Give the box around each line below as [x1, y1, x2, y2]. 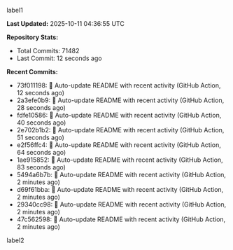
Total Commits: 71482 [16, 47, 80, 55]
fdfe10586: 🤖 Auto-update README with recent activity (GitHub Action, [16, 111, 222, 119]
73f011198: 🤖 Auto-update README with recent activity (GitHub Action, [16, 81, 221, 90]
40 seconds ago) [16, 118, 66, 127]
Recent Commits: [6, 68, 58, 76]
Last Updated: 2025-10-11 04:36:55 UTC [6, 20, 125, 27]
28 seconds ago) [16, 104, 66, 111]
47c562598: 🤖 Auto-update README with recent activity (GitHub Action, [16, 215, 226, 223]
